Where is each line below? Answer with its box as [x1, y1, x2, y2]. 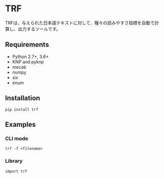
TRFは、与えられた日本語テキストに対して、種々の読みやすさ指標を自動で [5, 20, 155, 26]
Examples [5, 120, 36, 128]
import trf [5, 169, 27, 174]
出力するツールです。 [18, 26, 61, 32]
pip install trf [5, 107, 38, 112]
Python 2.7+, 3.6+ [12, 54, 49, 59]
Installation [5, 94, 40, 102]
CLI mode [5, 135, 28, 142]
